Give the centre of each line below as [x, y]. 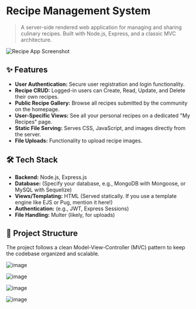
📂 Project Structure [42, 233]
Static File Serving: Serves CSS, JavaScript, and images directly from [100, 128]
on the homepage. [37, 109]
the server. [28, 134]
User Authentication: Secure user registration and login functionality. [99, 84]
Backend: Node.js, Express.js [51, 177]
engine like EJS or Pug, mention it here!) [64, 202]
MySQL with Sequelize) [43, 190]
